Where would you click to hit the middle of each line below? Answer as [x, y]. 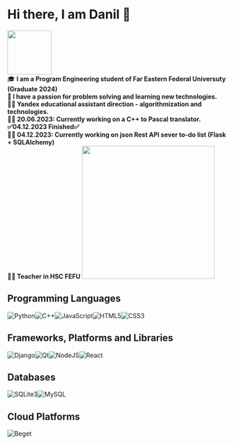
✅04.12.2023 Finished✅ [43, 126]
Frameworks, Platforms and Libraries [90, 338]
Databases [32, 377]
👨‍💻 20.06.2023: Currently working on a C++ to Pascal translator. [104, 119]
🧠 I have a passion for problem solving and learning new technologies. [112, 96]
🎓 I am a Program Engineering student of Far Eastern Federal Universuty [116, 79]
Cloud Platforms [44, 416]
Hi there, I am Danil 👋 [69, 15]
